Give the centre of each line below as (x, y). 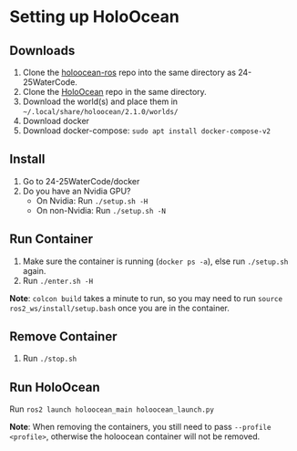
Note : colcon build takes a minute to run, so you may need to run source (146, 298)
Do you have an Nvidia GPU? (77, 191)
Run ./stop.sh (50, 359)
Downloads (42, 51)
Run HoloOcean (55, 387)
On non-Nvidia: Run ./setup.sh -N (101, 210)
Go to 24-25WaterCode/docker (81, 181)
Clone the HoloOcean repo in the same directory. (114, 92)
